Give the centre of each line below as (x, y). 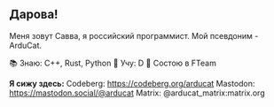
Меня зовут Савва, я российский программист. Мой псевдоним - (134, 35)
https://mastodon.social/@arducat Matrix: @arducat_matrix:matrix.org (137, 93)
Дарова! (34, 15)
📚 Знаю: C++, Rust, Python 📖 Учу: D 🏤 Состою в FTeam (113, 63)
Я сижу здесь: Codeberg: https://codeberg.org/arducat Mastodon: (132, 83)
